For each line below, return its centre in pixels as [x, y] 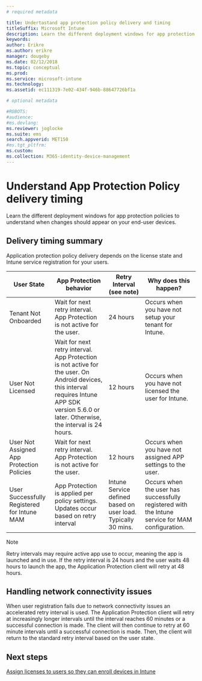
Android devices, [79, 379]
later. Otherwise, [78, 417]
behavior [79, 288]
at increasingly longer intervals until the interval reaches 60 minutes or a [96, 619]
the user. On [72, 372]
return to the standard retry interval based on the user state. [81, 638]
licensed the [162, 391]
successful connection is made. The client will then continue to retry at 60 [98, 625]
